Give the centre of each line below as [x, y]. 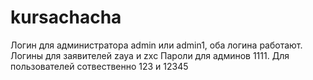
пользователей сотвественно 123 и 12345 [99, 66]
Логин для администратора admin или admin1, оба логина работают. [156, 45]
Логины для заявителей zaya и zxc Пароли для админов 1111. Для [150, 55]
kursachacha [66, 17]
